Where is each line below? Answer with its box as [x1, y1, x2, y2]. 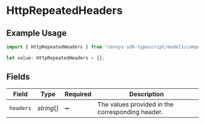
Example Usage [6, 28, 67, 38]
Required [64, 89, 92, 98]
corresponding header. [97, 108, 164, 116]
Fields [6, 72, 31, 82]
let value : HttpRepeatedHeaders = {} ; [6, 55, 105, 61]
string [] [37, 104, 59, 112]
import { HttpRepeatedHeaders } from [6, 44, 103, 50]
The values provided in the [97, 100, 174, 108]
